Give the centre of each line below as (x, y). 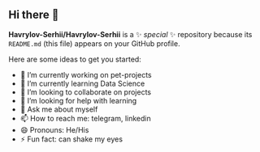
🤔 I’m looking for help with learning (78, 100)
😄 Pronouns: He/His (54, 129)
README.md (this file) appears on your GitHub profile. (94, 43)
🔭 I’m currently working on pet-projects (86, 74)
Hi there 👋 (34, 15)
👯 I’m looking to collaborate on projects (86, 92)
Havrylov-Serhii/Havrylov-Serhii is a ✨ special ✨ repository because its (130, 34)
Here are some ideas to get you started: (75, 59)
